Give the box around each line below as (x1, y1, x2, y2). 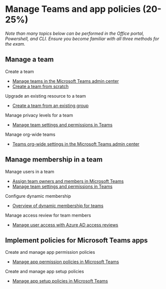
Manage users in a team (5, 169, 55, 174)
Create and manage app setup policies (5, 269, 84, 275)
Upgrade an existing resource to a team (5, 93, 86, 99)
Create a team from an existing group (12, 103, 89, 109)
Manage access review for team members (5, 212, 91, 218)
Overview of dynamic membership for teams (12, 202, 104, 209)
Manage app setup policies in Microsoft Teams (12, 278, 108, 284)
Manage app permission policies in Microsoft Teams (12, 259, 119, 265)
